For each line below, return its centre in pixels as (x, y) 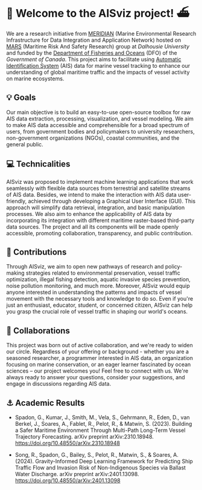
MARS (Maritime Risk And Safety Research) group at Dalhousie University (98, 46)
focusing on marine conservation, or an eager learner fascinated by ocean (99, 365)
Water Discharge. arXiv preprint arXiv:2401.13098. (77, 474)
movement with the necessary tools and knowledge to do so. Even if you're (100, 299)
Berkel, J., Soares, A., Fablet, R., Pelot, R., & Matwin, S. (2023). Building (103, 424)
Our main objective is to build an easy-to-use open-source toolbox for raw (99, 112)
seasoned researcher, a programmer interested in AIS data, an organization (99, 358)
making (16, 273)
